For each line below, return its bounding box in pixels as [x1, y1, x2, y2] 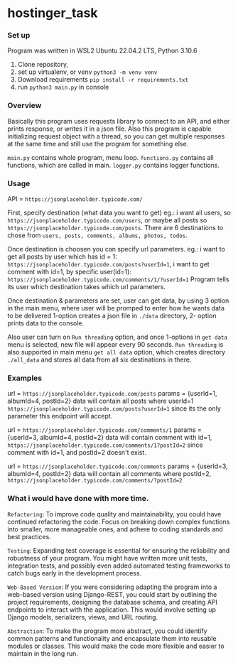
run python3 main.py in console [17, 83, 109, 92]
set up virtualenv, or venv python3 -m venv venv [17, 67, 158, 76]
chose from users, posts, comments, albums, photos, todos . [7, 231, 188, 239]
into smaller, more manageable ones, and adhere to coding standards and [7, 524, 224, 534]
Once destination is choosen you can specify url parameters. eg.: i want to [7, 245, 225, 254]
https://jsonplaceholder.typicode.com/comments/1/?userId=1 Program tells [7, 275, 229, 283]
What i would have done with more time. [7, 494, 149, 504]
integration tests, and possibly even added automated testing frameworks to [7, 561, 231, 570]
